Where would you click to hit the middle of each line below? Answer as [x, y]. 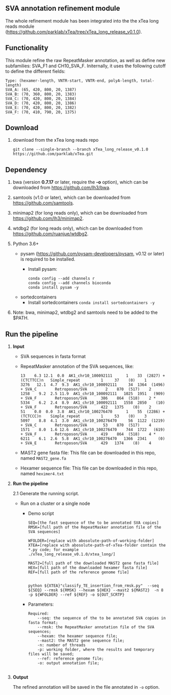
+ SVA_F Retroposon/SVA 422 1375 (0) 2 [86, 407]
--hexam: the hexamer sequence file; [78, 636]
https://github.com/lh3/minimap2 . [48, 218]
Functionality [27, 48]
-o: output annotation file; [69, 663]
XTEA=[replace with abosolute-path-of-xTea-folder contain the [97, 546]
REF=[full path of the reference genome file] [79, 572]
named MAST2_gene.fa [43, 458]
